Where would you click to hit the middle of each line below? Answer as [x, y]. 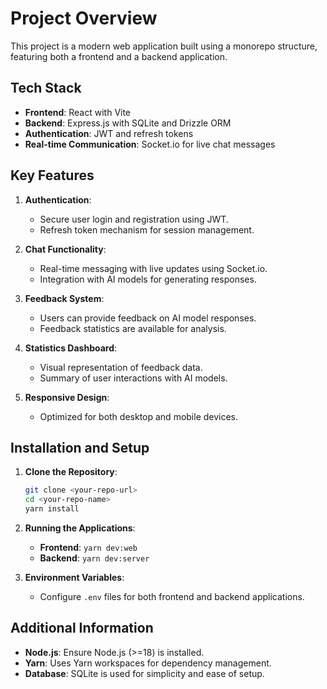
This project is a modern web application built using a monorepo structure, [164, 46]
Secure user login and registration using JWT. [134, 219]
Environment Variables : [74, 577]
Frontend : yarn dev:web [88, 547]
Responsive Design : [67, 397]
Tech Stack [46, 88]
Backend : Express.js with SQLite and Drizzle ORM [128, 123]
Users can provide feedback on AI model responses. [148, 318]
